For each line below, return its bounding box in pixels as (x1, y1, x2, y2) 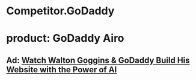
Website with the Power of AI (6, 64, 117, 75)
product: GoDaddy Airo (6, 32, 124, 45)
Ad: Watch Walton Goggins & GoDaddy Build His (6, 55, 191, 65)
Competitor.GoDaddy (6, 4, 115, 18)
